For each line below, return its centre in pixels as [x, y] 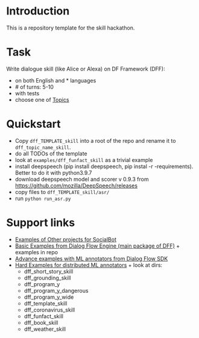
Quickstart [34, 124]
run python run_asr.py [43, 198]
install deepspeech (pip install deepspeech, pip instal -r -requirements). [104, 166]
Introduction [38, 11]
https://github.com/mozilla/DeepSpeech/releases [76, 186]
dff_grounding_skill [47, 278]
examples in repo [36, 252]
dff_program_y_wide [49, 297]
